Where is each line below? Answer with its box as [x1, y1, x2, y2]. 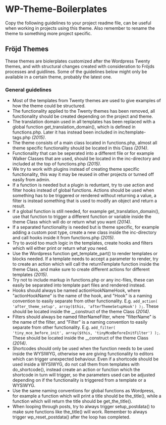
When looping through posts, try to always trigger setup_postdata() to [12, 404, 155, 410]
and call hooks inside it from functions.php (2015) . [12, 235, 115, 241]
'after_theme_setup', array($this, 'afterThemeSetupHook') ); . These [12, 303, 159, 309]
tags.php [12, 135, 31, 141]
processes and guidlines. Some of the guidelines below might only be [5, 69, 147, 74]
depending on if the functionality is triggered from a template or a [12, 377, 146, 383]
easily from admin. [12, 177, 51, 183]
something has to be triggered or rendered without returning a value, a [12, 193, 157, 199]
